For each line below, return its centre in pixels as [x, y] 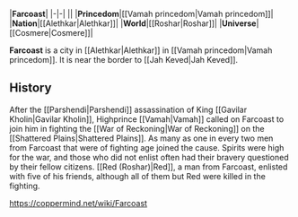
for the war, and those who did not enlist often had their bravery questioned [149, 157]
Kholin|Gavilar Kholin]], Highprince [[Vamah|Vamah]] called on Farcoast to [147, 119]
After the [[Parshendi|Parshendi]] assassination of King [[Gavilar [128, 109]
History [31, 88]
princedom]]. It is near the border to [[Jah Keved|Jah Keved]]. [124, 60]
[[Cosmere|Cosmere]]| [51, 33]
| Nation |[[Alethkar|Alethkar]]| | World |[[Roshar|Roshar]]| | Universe [133, 23]
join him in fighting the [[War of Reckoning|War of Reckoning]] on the [137, 128]
